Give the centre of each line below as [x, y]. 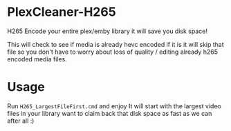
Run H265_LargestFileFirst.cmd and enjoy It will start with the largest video [114, 106]
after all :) [21, 121]
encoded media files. [37, 59]
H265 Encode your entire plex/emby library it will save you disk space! [107, 31]
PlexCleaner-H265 [62, 12]
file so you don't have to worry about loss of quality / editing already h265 [113, 52]
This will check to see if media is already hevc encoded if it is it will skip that [116, 44]
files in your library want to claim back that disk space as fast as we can [110, 113]
